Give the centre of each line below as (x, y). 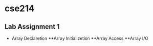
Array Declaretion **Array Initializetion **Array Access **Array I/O (80, 38)
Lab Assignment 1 (32, 27)
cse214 (20, 9)
